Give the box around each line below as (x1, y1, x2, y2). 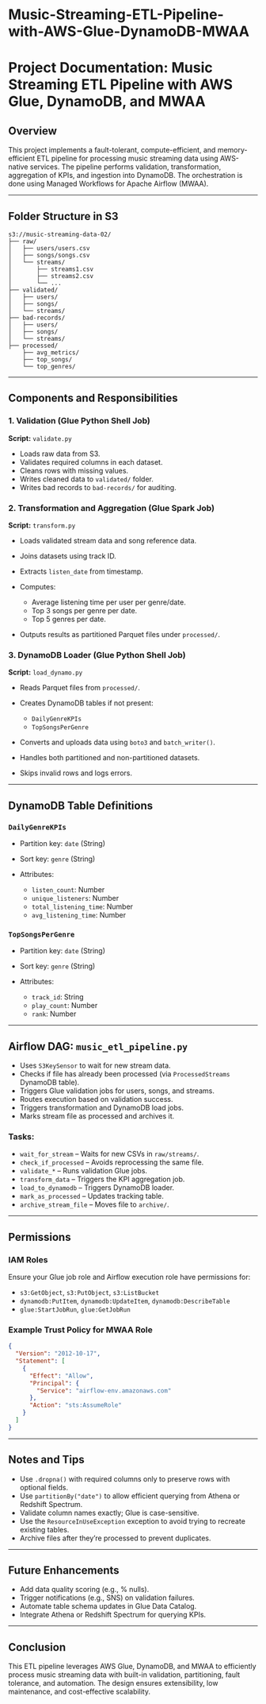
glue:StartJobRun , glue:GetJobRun (19, 1304, 131, 1314)
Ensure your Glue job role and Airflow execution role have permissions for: (8, 1273, 251, 1282)
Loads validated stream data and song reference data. (19, 535, 197, 545)
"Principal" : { (28, 1379, 80, 1387)
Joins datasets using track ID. (19, 551, 116, 561)
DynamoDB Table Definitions (8, 798, 153, 812)
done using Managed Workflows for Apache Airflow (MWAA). (8, 179, 209, 188)
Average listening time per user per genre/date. (31, 597, 186, 607)
